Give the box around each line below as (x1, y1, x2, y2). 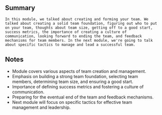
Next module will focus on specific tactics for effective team (12, 99, 132, 105)
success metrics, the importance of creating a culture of (5, 29, 127, 34)
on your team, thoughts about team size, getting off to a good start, (5, 25, 153, 30)
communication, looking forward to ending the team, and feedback (5, 33, 142, 38)
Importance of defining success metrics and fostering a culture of (12, 83, 144, 89)
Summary (5, 4, 35, 12)
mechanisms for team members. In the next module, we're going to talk (5, 38, 153, 43)
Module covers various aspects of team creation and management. (12, 68, 146, 74)
